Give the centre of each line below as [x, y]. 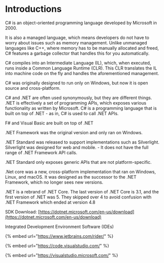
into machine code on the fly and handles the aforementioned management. [82, 73]
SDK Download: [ [22, 212]
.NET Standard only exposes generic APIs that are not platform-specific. [78, 162]
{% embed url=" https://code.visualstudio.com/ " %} [57, 246]
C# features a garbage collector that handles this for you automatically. [77, 53]
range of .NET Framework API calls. [41, 152]
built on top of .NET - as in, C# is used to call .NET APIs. [62, 113]
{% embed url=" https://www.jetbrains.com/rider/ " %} [59, 236]
